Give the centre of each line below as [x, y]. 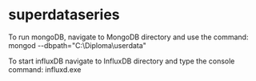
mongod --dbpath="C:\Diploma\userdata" [77, 45]
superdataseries [64, 15]
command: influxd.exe [45, 69]
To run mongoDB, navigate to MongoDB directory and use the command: [128, 37]
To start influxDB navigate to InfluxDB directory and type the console [122, 61]
